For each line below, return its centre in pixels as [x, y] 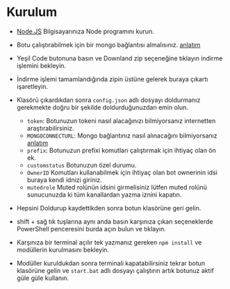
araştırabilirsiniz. [50, 128]
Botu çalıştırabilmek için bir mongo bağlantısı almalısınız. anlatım [108, 44]
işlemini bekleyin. [41, 65]
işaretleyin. [32, 86]
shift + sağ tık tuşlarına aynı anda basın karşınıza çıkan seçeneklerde [115, 221]
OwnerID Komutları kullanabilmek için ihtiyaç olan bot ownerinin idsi [122, 172]
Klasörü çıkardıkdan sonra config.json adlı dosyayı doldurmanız [108, 100]
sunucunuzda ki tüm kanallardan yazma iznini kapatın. [104, 195]
